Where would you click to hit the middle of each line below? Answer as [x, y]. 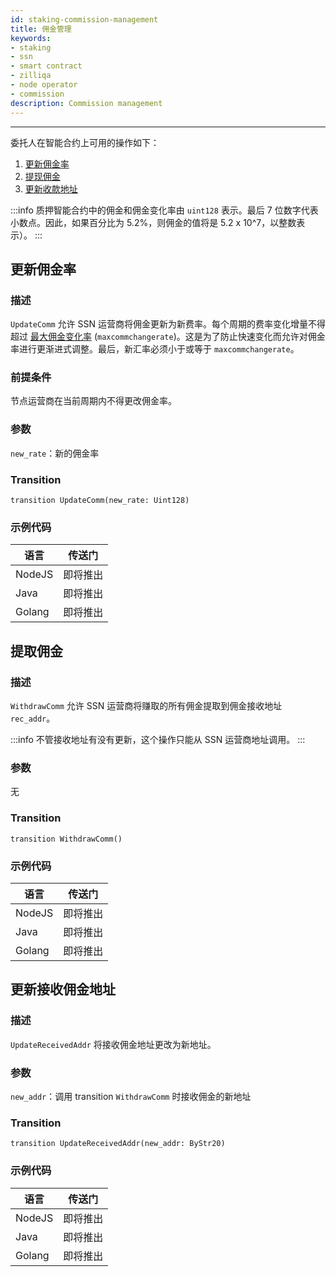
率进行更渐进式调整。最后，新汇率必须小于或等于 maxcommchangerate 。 [155, 349]
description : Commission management [86, 103]
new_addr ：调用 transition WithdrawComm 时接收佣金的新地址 [131, 1096]
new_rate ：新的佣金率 [55, 453]
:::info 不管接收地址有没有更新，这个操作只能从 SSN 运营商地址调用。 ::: [158, 740]
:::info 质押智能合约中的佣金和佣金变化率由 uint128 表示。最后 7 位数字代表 [164, 210]
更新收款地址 [51, 188]
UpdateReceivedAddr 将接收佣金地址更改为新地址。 [113, 1044]
